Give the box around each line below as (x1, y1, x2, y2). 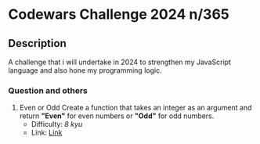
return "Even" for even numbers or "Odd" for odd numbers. (19, 111, 215, 121)
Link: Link (31, 128, 63, 138)
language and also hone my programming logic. (8, 66, 162, 75)
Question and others (8, 85, 88, 95)
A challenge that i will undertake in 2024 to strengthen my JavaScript (8, 57, 231, 67)
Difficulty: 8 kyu (31, 120, 83, 129)
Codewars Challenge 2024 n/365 (8, 5, 229, 23)
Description (8, 37, 67, 50)
